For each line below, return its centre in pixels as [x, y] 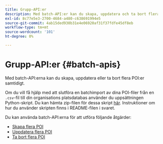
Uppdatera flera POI [32, 131]
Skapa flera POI [28, 127]
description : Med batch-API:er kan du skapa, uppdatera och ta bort [76, 14]
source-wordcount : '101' [30, 32]
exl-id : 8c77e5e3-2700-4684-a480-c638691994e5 [53, 18]
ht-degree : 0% [19, 37]
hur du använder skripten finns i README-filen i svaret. [60, 108]
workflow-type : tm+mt [27, 28]
